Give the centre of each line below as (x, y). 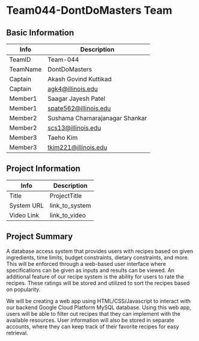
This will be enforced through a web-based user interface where (86, 264)
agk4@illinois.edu (72, 89)
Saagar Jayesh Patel (76, 98)
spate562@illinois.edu (79, 108)
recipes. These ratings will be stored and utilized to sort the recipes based (98, 283)
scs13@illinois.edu (74, 128)
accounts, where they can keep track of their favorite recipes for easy (93, 326)
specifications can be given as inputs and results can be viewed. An (90, 270)
